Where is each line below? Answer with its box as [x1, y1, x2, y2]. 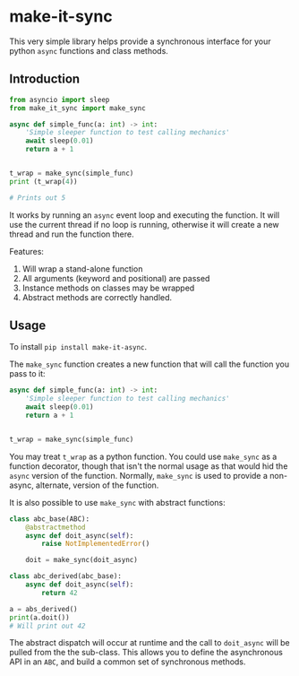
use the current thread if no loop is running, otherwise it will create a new [9, 219, 279, 230]
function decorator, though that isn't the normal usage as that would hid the [9, 460, 288, 472]
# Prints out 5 [9, 193, 66, 203]
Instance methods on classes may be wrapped [21, 282, 195, 293]
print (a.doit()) [9, 612, 70, 622]
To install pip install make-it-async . [9, 342, 148, 352]
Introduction [9, 72, 81, 87]
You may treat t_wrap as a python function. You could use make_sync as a [9, 451, 278, 462]
